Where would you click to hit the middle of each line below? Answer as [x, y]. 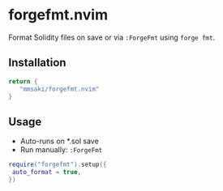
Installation [37, 63]
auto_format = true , [47, 172]
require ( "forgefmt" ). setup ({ [58, 165]
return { [23, 81]
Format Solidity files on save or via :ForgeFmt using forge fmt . [112, 37]
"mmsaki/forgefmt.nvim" [59, 89]
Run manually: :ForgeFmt [61, 150]
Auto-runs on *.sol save [59, 141]
